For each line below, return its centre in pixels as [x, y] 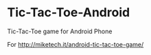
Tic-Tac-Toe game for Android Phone [60, 31]
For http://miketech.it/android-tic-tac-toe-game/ [75, 44]
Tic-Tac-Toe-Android [69, 13]
